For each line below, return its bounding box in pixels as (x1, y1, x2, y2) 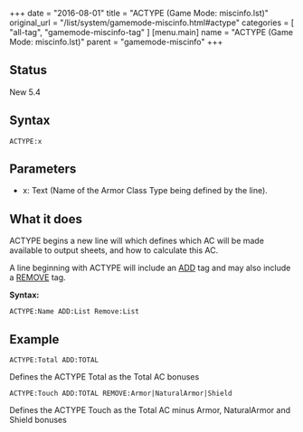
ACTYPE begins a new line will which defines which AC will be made (9, 235, 265, 247)
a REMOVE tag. (9, 272, 66, 283)
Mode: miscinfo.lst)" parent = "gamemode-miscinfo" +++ (9, 36, 223, 47)
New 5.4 (9, 86, 41, 98)
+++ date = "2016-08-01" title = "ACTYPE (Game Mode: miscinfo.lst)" (9, 8, 270, 18)
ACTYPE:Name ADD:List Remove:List (9, 307, 140, 316)
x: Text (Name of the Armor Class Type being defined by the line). (22, 185, 269, 196)
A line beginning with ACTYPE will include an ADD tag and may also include (9, 262, 291, 274)
